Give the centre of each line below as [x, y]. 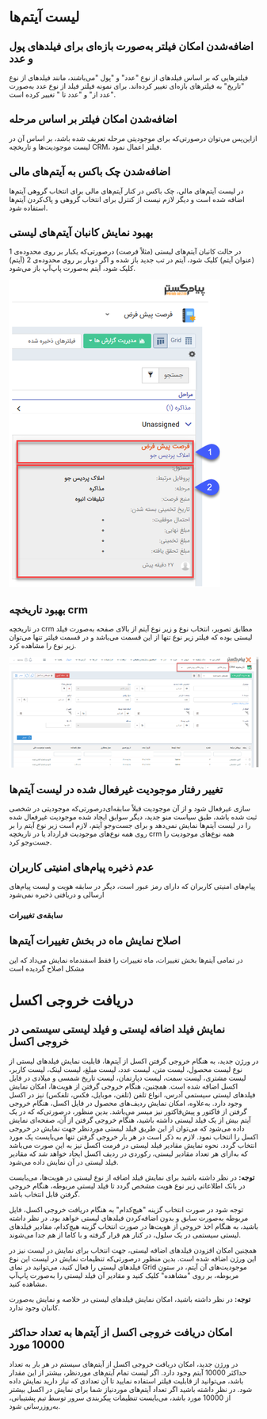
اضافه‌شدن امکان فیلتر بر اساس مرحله [93, 119]
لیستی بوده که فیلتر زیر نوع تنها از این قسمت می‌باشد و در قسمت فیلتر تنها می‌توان [131, 637]
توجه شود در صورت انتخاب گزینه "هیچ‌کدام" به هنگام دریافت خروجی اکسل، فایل [126, 1209]
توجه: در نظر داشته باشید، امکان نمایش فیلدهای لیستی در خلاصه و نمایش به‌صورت [130, 1299]
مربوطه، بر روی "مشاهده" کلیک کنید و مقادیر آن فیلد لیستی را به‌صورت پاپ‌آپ [124, 1275]
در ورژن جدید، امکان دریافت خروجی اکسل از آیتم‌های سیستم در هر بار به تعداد [124, 1364]
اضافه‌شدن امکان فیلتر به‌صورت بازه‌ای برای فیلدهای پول [132, 46]
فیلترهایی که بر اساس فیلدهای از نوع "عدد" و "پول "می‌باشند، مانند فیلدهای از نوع [129, 78]
